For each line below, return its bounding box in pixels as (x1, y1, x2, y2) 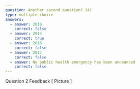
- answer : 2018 (10, 21, 42, 27)
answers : (5, 17, 24, 22)
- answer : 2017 (10, 50, 42, 55)
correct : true (14, 36, 44, 41)
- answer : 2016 (10, 41, 42, 46)
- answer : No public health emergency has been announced (10, 60, 136, 65)
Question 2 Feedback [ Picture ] (5, 78, 72, 84)
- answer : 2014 (10, 31, 42, 36)
